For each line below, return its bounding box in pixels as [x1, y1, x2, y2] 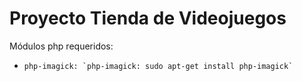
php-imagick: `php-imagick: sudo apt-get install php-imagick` [23, 61, 294, 71]
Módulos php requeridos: [9, 40, 114, 52]
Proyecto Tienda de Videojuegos [9, 7, 287, 30]
